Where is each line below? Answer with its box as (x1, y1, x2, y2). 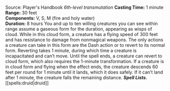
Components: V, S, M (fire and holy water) (5, 15, 95, 21)
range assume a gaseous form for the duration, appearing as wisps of (5, 26, 152, 32)
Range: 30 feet (5, 10, 37, 16)
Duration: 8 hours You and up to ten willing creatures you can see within (5, 20, 158, 26)
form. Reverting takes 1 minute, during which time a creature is (5, 48, 137, 53)
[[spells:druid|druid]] (5, 80, 49, 86)
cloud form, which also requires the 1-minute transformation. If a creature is (5, 58, 164, 64)
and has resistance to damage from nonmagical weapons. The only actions (5, 37, 163, 43)
